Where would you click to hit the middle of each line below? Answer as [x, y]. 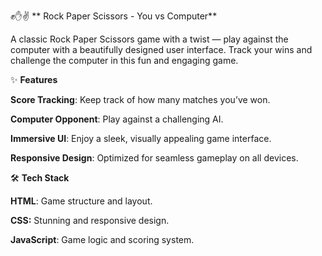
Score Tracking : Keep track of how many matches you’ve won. [140, 99]
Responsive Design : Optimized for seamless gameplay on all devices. [154, 158]
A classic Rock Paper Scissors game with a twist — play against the [149, 39]
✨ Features [34, 79]
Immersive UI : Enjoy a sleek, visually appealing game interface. [141, 138]
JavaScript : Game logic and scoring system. [102, 239]
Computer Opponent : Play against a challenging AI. [117, 119]
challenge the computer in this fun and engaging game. [124, 60]
